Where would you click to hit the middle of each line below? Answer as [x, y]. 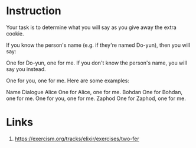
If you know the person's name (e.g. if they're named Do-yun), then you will [98, 45]
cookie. [15, 33]
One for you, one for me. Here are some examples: [68, 81]
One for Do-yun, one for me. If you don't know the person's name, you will [97, 63]
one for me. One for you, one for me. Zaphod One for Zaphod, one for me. [96, 98]
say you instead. [26, 69]
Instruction [34, 11]
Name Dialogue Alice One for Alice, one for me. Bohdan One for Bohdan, [94, 92]
